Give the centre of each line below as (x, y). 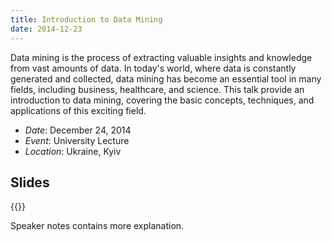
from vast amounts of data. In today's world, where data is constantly (153, 68)
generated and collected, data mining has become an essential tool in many (166, 78)
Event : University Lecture (77, 140)
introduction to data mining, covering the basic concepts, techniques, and (162, 100)
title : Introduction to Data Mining (86, 19)
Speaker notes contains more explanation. (97, 226)
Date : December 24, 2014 (78, 130)
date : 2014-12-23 (46, 29)
